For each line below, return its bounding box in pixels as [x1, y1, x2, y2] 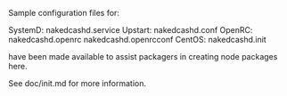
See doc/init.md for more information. [8, 78, 146, 88]
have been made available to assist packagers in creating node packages [8, 52, 278, 61]
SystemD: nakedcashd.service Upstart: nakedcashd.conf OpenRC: [8, 25, 253, 35]
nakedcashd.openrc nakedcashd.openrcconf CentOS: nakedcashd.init [8, 35, 266, 44]
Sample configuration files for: [8, 8, 119, 18]
